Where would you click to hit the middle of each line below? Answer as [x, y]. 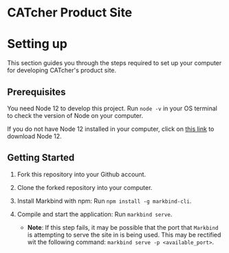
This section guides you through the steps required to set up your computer [115, 63]
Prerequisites [36, 92]
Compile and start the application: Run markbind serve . [95, 214]
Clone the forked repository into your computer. [85, 187]
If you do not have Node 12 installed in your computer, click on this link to [111, 129]
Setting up [37, 44]
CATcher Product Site [70, 13]
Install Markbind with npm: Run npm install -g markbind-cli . [104, 201]
